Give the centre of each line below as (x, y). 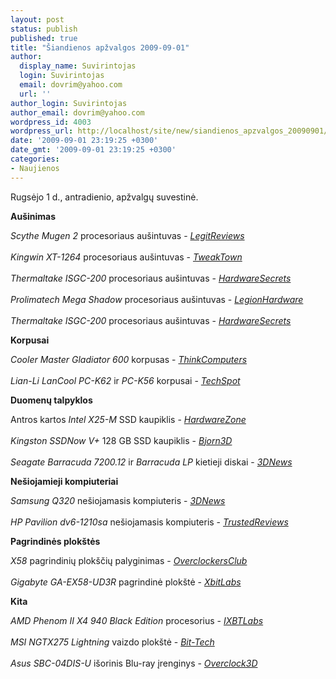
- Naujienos (35, 168)
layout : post (37, 19)
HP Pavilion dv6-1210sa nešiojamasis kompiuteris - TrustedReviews (149, 522)
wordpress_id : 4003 (51, 122)
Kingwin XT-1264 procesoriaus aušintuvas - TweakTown (126, 257)
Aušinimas (33, 216)
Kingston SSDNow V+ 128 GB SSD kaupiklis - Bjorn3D (121, 440)
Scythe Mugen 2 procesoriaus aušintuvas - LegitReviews (127, 235)
